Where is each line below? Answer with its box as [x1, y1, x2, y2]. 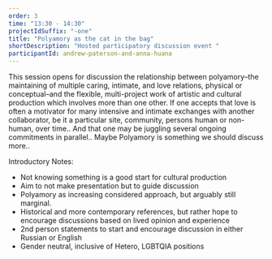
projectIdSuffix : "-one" [8, 27, 93, 35]
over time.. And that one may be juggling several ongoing [35, 123, 227, 133]
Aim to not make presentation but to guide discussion [19, 181, 199, 191]
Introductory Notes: [8, 157, 74, 166]
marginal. [19, 198, 52, 208]
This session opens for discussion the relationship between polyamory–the [8, 72, 259, 81]
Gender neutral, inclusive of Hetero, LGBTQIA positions [19, 241, 205, 251]
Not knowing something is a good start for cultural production [19, 172, 227, 182]
